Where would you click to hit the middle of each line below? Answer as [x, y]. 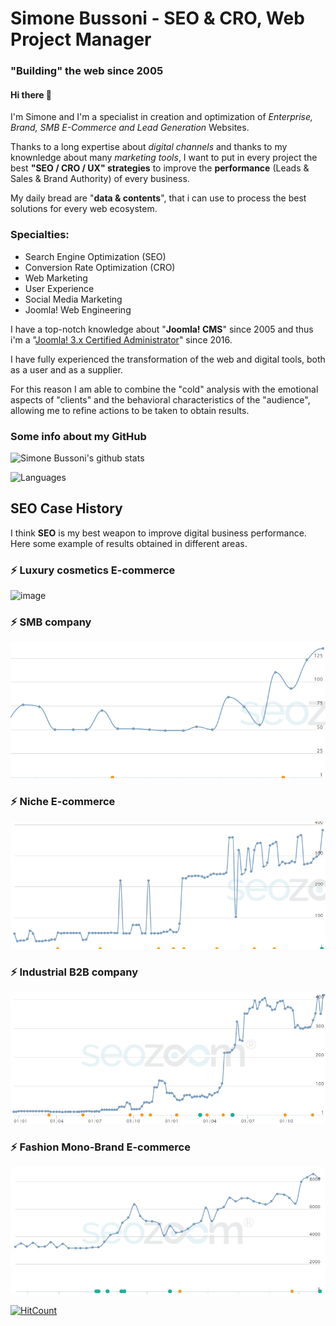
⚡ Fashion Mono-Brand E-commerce [100, 1147]
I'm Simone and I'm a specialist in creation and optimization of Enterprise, [162, 117]
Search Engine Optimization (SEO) [95, 256]
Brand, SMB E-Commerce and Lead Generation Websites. [130, 128]
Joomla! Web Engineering [78, 309]
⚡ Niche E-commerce [63, 801]
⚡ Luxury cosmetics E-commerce [93, 570]
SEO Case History [66, 508]
